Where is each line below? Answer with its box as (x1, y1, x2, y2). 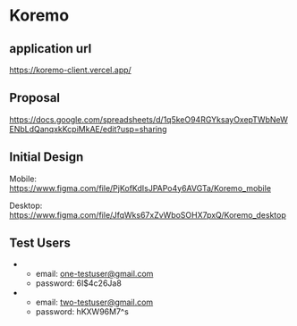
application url (9, 41, 92, 56)
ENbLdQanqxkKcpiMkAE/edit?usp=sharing (9, 123, 167, 134)
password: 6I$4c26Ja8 (35, 278, 123, 288)
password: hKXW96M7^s (35, 306, 130, 317)
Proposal (9, 90, 61, 105)
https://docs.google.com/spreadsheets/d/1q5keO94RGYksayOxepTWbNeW (9, 113, 289, 125)
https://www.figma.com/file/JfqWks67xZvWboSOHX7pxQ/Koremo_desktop (9, 209, 286, 220)
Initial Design (9, 149, 84, 165)
